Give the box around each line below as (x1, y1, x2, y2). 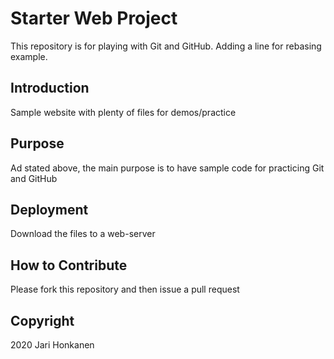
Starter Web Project (10, 7, 178, 30)
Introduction (10, 80, 90, 97)
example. (10, 50, 48, 62)
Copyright (10, 312, 75, 329)
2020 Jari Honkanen (10, 339, 95, 351)
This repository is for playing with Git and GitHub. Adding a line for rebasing (10, 40, 322, 52)
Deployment (10, 201, 89, 218)
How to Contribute (10, 257, 128, 274)
